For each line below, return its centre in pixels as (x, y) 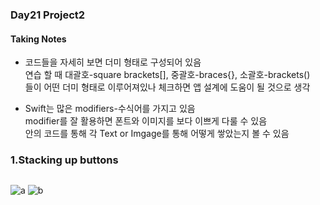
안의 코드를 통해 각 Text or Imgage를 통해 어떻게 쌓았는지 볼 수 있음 (157, 134)
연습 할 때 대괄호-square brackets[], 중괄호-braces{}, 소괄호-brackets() (167, 75)
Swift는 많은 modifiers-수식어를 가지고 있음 (110, 109)
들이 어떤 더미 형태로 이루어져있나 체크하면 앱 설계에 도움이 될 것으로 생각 (167, 87)
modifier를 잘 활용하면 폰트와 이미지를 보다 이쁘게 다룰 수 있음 (146, 121)
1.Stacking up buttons (64, 160)
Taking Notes (38, 39)
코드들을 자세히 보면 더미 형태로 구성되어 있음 (113, 62)
